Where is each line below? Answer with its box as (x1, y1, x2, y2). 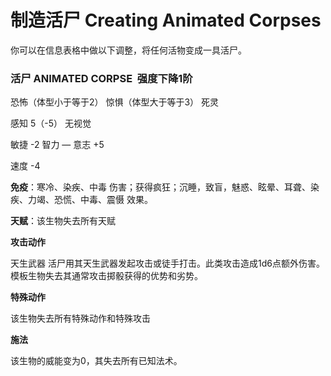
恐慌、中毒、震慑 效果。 (53, 194, 153, 206)
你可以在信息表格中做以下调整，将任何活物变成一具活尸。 (10, 44, 247, 56)
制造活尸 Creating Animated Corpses (10, 9, 322, 32)
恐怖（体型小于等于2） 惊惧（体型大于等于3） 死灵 (10, 96, 220, 108)
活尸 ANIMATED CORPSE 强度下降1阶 (10, 71, 193, 85)
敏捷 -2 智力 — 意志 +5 (10, 139, 105, 151)
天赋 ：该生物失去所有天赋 (10, 215, 116, 227)
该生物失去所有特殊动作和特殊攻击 (10, 312, 151, 325)
